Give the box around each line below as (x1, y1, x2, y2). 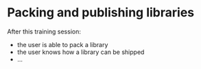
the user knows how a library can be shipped (16, 48, 145, 56)
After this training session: (7, 27, 81, 36)
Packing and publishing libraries (7, 5, 195, 20)
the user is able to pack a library (16, 40, 108, 49)
